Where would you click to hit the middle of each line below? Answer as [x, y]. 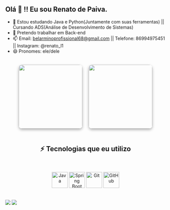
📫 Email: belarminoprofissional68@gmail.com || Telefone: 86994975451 [89, 38]
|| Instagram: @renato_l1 [38, 45]
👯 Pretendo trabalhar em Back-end [49, 32]
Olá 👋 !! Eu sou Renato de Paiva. [56, 9]
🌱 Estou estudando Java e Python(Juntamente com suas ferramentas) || [88, 21]
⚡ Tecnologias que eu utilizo [86, 149]
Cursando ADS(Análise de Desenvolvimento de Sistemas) [73, 27]
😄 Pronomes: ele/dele [36, 51]
